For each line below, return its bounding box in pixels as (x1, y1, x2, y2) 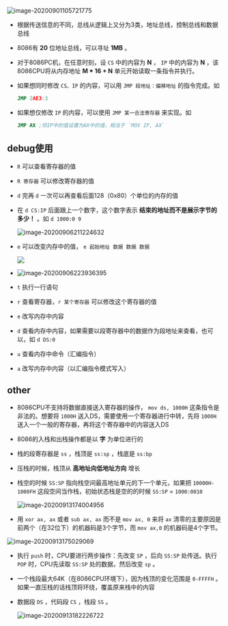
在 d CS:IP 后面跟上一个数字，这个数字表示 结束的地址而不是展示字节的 (16, 205, 217, 214)
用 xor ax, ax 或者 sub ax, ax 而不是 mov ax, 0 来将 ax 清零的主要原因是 (16, 515, 222, 523)
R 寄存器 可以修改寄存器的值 (16, 177, 94, 185)
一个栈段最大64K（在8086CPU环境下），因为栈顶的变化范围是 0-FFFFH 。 (16, 575, 222, 583)
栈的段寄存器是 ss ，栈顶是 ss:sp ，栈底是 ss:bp (16, 449, 152, 458)
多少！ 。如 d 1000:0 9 (16, 214, 82, 223)
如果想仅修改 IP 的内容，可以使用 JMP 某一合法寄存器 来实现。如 (16, 108, 192, 116)
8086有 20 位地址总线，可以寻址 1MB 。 (16, 44, 131, 51)
